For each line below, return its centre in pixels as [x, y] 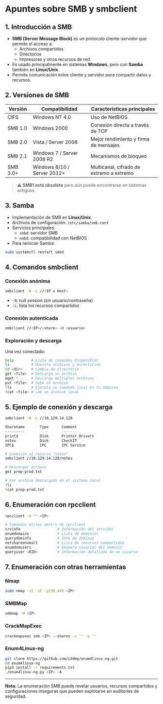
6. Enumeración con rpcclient [50, 505]
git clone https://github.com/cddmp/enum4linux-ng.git [62, 659]
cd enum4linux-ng [23, 663]
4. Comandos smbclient [42, 267]
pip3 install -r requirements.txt [40, 668]
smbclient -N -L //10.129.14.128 [39, 418]
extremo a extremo [112, 173]
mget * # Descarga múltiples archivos [50, 379]
